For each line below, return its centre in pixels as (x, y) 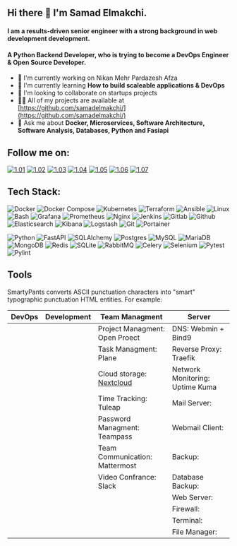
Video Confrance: (127, 477)
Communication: (125, 456)
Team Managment (132, 316)
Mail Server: (192, 403)
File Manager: (194, 532)
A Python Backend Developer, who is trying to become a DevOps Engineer (118, 54)
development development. (49, 38)
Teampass (115, 437)
